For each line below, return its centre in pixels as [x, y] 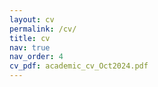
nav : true [30, 47]
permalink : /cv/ [43, 29]
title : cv [30, 38]
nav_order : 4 [36, 57]
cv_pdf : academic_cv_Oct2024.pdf [79, 66]
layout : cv [32, 19]
